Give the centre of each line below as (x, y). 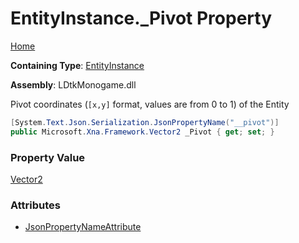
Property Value (48, 157)
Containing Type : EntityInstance (77, 65)
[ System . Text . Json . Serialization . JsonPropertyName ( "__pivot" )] (145, 122)
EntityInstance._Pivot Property (141, 18)
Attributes (35, 205)
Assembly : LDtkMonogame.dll (73, 84)
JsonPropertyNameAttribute (83, 227)
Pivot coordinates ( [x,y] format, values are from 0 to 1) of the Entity (150, 104)
